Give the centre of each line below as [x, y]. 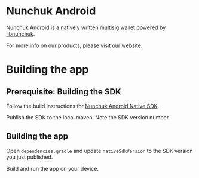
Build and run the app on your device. [53, 168]
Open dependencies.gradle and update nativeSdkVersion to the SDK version [99, 151]
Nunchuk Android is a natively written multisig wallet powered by [86, 27]
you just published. [30, 157]
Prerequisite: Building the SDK [64, 92]
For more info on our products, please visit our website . [74, 45]
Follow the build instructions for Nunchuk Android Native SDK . [83, 106]
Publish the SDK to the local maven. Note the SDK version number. [88, 117]
